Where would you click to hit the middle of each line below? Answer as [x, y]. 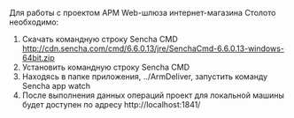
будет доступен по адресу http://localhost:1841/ [111, 104]
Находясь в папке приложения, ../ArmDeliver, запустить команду [145, 77]
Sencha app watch [56, 86]
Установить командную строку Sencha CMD [106, 67]
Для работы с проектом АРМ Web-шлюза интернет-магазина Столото [143, 13]
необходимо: [34, 22]
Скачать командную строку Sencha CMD [100, 39]
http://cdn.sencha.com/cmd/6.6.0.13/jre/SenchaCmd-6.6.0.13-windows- [153, 48]
